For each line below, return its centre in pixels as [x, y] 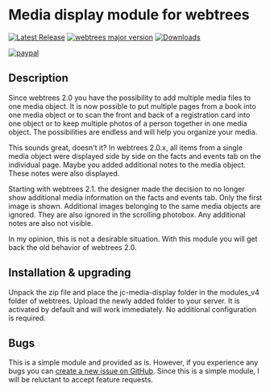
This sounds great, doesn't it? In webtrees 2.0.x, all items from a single [126, 148]
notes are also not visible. [51, 223]
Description [38, 78]
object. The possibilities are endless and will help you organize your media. [133, 131]
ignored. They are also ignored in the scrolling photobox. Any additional [127, 215]
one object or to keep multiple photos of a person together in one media [128, 123]
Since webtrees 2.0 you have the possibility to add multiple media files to [130, 98]
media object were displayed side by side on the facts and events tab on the [135, 156]
